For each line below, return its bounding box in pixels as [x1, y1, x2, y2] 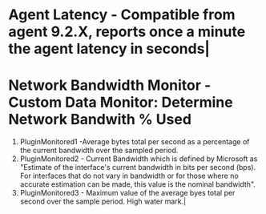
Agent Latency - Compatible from [8, 6, 236, 24]
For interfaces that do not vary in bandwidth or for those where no [19, 171, 239, 181]
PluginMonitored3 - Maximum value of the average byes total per [19, 188, 236, 198]
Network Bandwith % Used [8, 111, 192, 129]
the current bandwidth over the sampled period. [19, 146, 179, 155]
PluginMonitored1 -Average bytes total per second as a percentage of [19, 137, 250, 147]
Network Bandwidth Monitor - [8, 76, 212, 95]
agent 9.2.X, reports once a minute [8, 22, 246, 41]
